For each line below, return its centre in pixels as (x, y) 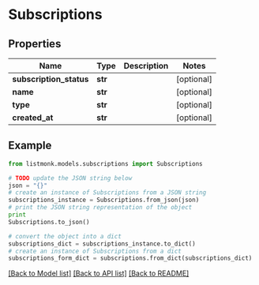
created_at (33, 118)
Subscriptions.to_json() (49, 222)
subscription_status (51, 79)
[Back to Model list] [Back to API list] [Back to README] (99, 273)
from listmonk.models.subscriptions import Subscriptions (105, 163)
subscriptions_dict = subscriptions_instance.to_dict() (102, 244)
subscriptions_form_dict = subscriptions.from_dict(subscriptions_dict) (130, 258)
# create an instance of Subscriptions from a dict (95, 251)
